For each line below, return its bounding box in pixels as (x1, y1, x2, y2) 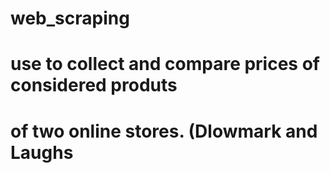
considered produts (10, 74, 178, 97)
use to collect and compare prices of (10, 53, 320, 76)
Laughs (10, 141, 74, 164)
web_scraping (10, 7, 130, 30)
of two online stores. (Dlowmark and (10, 120, 318, 142)
